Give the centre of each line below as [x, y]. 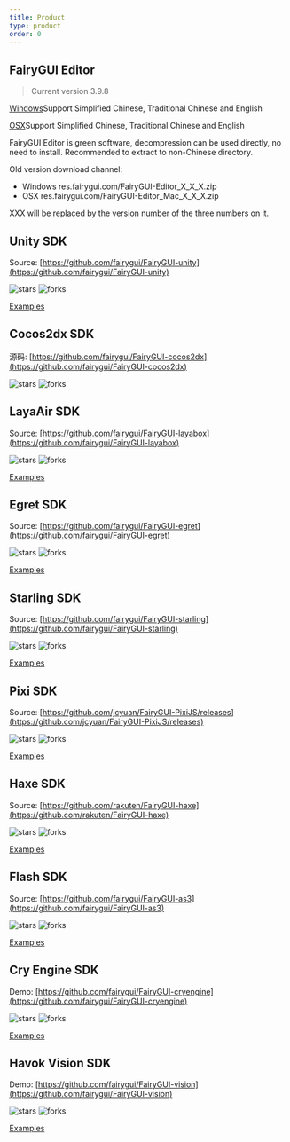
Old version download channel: [66, 169]
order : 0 [25, 34]
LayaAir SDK [45, 412]
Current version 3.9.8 [70, 91]
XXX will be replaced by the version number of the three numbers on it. [139, 213]
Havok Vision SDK [60, 1063]
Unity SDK [38, 241]
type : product [35, 26]
